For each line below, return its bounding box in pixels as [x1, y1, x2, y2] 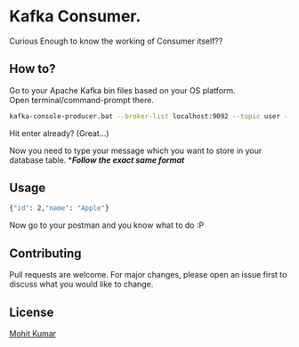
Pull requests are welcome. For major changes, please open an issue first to [9, 270, 287, 280]
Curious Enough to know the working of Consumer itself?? [9, 36, 223, 46]
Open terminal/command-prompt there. [9, 94, 154, 105]
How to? [9, 61, 56, 77]
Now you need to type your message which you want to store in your [9, 145, 263, 156]
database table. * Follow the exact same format [9, 154, 185, 165]
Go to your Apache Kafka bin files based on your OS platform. [9, 85, 236, 95]
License [9, 304, 54, 319]
